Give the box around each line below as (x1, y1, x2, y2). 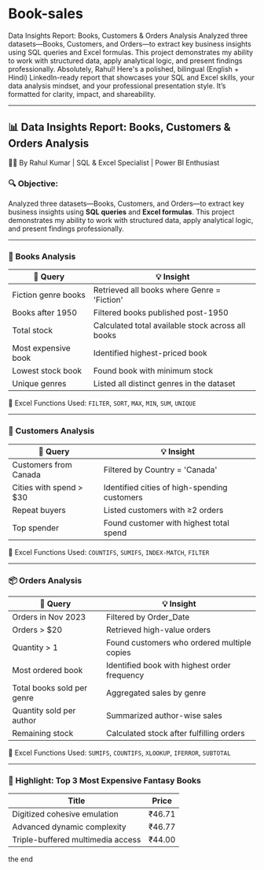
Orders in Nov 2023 (12, 612, 86, 623)
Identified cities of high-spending (103, 481, 228, 493)
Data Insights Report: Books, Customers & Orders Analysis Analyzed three (8, 31, 248, 40)
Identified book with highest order (105, 660, 232, 671)
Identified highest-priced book (93, 348, 207, 359)
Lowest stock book (12, 366, 82, 377)
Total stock (12, 325, 53, 336)
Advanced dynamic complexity (12, 821, 126, 832)
